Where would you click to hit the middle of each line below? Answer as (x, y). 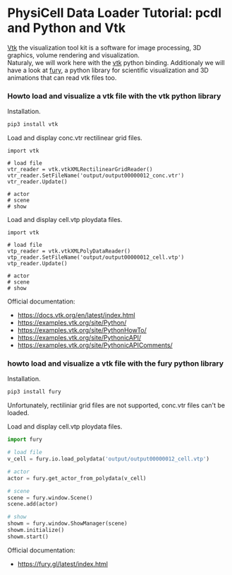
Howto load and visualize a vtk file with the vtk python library (114, 95)
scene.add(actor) (33, 504)
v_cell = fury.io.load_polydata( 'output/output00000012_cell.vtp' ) (109, 459)
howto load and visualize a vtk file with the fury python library (116, 364)
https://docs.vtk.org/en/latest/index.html (76, 315)
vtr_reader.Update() (38, 182)
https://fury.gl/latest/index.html (62, 564)
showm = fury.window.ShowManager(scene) (68, 524)
